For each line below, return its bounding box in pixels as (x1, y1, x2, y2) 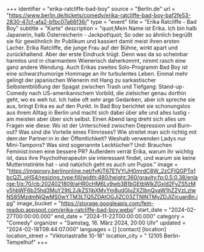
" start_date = (133, 206, 167, 213)
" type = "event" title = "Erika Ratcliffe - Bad (86, 18, 197, 25)
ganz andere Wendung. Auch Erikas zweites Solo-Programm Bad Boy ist (6, 63, 188, 71)
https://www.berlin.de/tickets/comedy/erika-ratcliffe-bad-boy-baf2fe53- (9, 12, 191, 19)
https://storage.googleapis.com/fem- (60, 200, 154, 207)
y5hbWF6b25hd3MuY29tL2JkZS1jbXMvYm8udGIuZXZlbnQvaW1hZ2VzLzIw (6, 187, 197, 194)
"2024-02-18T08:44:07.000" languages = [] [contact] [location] (6, 226, 166, 232)
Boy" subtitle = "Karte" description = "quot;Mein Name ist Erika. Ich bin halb (6, 24, 197, 32)
